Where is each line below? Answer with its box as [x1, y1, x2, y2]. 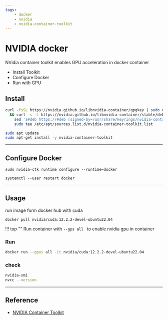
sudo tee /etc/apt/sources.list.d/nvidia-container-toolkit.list [14, 121, 153, 127]
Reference [5, 296, 38, 304]
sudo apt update [5, 131, 39, 136]
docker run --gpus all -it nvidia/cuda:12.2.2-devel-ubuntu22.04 [5, 250, 144, 255]
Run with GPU [12, 80, 41, 86]
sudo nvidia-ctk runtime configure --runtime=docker [5, 167, 117, 172]
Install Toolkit [12, 69, 40, 75]
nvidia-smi [5, 273, 28, 278]
